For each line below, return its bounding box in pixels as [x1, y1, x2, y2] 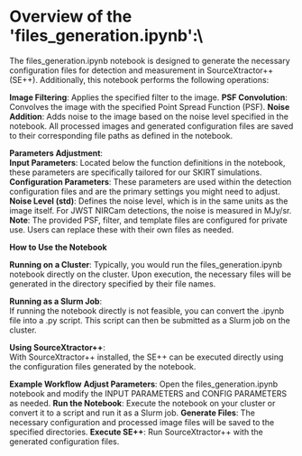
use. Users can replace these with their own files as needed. [9, 223, 234, 235]
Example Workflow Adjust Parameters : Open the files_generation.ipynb [9, 378, 279, 389]
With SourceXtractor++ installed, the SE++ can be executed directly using [9, 351, 284, 362]
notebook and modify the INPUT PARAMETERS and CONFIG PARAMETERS [9, 388, 288, 398]
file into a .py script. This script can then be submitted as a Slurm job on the [9, 315, 290, 325]
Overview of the [9, 6, 133, 27]
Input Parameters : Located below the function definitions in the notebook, [9, 157, 286, 168]
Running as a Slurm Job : [9, 296, 102, 306]
